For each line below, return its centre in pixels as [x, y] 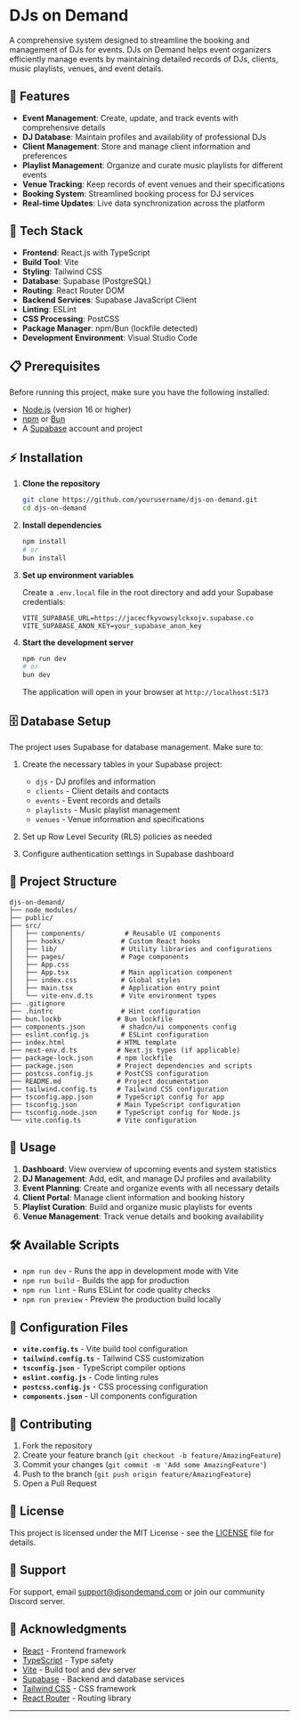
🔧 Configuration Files [69, 1327]
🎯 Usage [32, 1147]
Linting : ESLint [49, 309]
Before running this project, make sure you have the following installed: [139, 392]
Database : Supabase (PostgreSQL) [87, 280]
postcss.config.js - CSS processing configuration [115, 1387]
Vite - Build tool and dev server [79, 1669]
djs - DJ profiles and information [95, 781]
